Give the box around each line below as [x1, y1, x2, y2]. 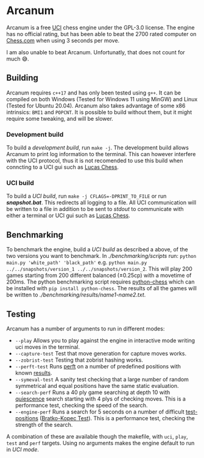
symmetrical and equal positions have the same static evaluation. [15, 382, 179, 389]
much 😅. [6, 55, 29, 62]
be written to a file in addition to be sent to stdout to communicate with [6, 206, 184, 213]
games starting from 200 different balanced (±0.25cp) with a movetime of [6, 272, 192, 279]
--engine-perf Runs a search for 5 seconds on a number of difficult [15, 408, 185, 415]
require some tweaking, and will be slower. [6, 115, 114, 122]
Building [6, 73, 38, 83]
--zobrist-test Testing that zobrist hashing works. [15, 356, 143, 363]
